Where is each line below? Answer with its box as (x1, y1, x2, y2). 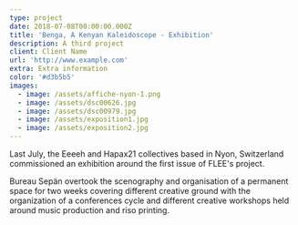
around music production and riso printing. (9, 205, 170, 215)
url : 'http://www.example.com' (9, 56, 128, 65)
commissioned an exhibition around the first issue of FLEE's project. (9, 159, 265, 169)
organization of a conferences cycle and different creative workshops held (9, 195, 290, 206)
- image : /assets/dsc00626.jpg (17, 97, 137, 107)
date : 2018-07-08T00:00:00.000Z (9, 22, 132, 31)
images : (9, 81, 39, 90)
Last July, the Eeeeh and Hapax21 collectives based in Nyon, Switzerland (9, 148, 284, 159)
